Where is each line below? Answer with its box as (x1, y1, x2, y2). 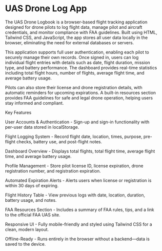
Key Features (5, 109, 32, 115)
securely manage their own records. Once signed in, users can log (5, 54, 139, 60)
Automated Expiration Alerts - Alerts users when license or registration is (5, 177, 152, 183)
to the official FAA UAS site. (5, 212, 61, 217)
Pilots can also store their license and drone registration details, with (5, 84, 142, 90)
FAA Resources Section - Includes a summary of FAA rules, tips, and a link (5, 207, 155, 212)
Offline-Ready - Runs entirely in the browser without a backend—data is (5, 236, 150, 242)
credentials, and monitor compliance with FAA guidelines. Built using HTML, (5, 29, 158, 35)
